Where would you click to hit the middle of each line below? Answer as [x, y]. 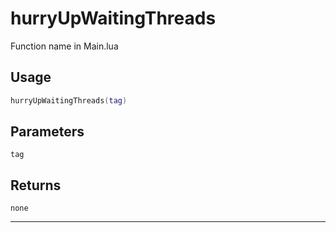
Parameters [47, 132]
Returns [36, 185]
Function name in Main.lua [64, 46]
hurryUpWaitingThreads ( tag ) [69, 100]
